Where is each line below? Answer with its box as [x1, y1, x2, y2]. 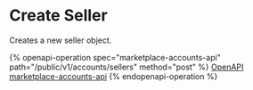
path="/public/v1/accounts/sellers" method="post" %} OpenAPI [9, 61, 244, 72]
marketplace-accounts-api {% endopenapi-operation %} [9, 70, 218, 81]
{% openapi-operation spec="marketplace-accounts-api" [9, 52, 221, 62]
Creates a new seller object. [9, 35, 112, 45]
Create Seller [9, 5, 109, 26]
